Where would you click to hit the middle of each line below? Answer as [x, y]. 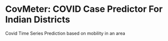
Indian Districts [38, 20]
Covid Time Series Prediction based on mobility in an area [65, 33]
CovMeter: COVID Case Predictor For [84, 9]
